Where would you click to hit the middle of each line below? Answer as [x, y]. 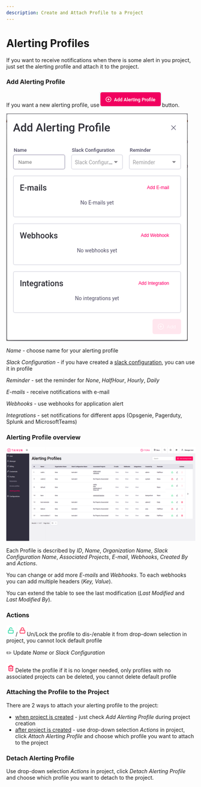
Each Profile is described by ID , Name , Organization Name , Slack [87, 551]
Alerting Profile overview [43, 437]
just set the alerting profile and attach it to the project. [73, 66]
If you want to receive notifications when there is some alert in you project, [99, 60]
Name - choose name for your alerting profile [62, 350]
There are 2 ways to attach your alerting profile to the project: [82, 705]
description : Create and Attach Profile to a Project [75, 13]
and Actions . [22, 563]
